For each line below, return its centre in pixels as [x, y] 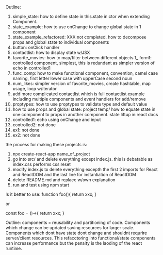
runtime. [14, 248]
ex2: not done [26, 135]
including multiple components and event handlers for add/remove [79, 99]
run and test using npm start [41, 185]
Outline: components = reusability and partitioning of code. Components [78, 222]
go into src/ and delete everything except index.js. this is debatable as [82, 159]
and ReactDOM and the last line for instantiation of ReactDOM [74, 175]
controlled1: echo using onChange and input [57, 119]
